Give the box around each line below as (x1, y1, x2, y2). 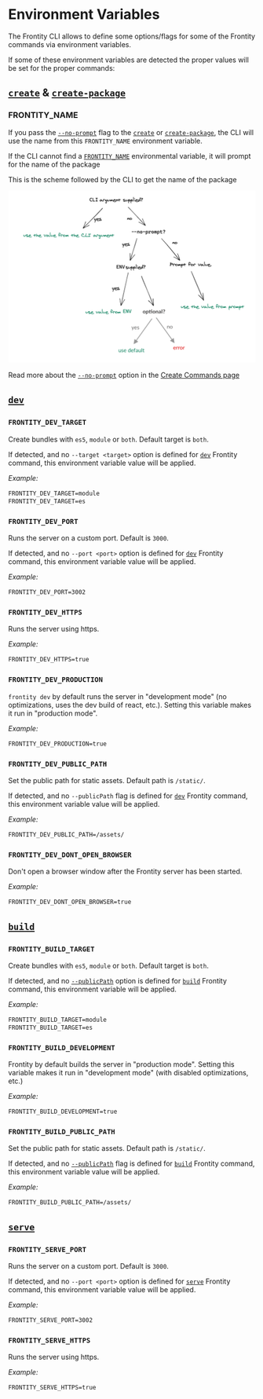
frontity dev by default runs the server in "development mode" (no (8, 691, 228, 701)
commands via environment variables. (8, 39, 132, 49)
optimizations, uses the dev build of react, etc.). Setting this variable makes (8, 700, 252, 709)
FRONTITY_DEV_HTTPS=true (8, 656, 89, 664)
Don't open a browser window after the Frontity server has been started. (8, 866, 243, 877)
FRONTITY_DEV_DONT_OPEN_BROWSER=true (8, 898, 132, 906)
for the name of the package (8, 159, 100, 169)
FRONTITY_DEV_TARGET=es (8, 497, 86, 505)
